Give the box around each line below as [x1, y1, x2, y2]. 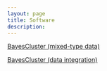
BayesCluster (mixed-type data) [7, 42, 100, 51]
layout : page [7, 10, 46, 17]
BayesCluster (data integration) [7, 56, 98, 64]
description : [7, 23, 46, 30]
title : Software [7, 17, 55, 24]
